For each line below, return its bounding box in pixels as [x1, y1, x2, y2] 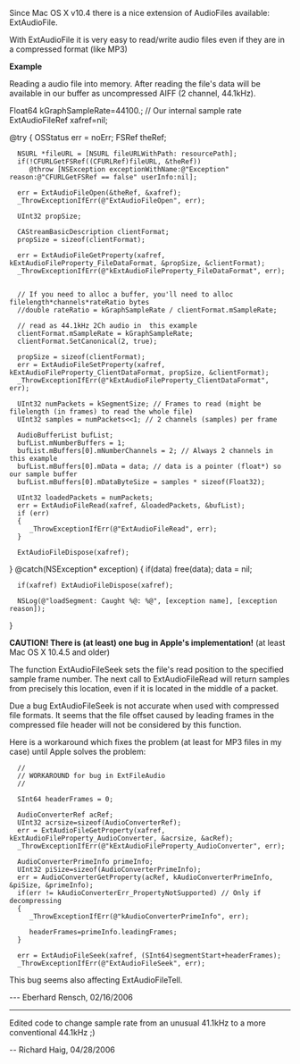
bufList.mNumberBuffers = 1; [17, 439, 126, 448]
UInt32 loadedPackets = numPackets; [17, 493, 154, 502]
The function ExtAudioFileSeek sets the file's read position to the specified [9, 665, 284, 674]
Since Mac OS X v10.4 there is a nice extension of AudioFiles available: [9, 8, 271, 18]
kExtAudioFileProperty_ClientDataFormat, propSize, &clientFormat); [9, 368, 270, 377]
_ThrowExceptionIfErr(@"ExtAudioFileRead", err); [29, 524, 218, 533]
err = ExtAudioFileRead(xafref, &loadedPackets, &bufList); [17, 501, 246, 510]
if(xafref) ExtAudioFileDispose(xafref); [17, 581, 174, 590]
